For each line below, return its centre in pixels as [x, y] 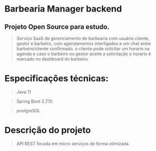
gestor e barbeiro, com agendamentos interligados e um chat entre [84, 44]
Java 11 [24, 92]
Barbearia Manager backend [63, 9]
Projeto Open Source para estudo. [57, 27]
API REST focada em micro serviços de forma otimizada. [73, 143]
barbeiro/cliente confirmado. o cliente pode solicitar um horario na [83, 49]
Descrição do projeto [48, 130]
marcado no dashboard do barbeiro [52, 59]
